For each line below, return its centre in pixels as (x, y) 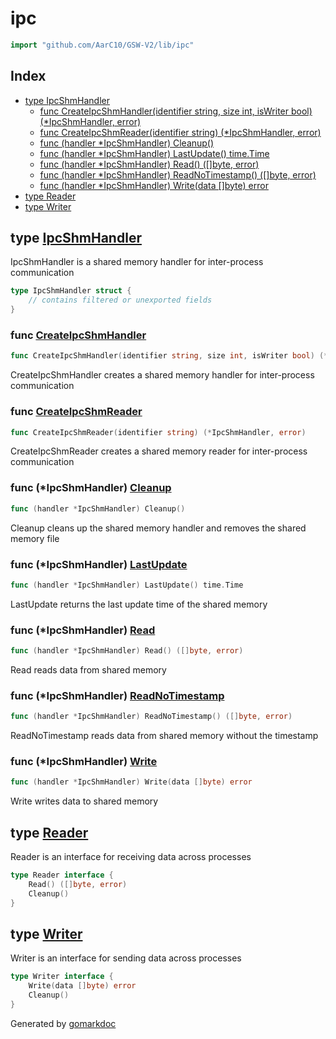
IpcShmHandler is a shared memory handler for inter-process (137, 262)
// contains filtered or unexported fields (120, 300)
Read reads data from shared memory (88, 669)
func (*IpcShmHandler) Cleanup (91, 488)
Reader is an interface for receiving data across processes (131, 857)
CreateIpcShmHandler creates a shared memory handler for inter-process (162, 375)
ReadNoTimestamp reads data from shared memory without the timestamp (164, 736)
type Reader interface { (62, 875)
